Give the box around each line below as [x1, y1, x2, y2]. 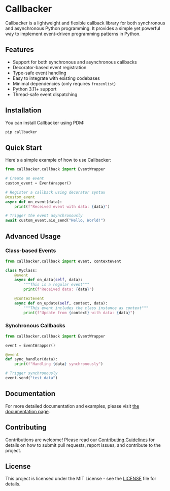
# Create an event [5, 176, 44, 181]
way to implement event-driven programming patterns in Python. [5, 30, 141, 37]
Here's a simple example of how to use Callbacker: [5, 157, 112, 163]
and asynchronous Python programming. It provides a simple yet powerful [5, 25, 161, 31]
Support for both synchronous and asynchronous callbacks [12, 59, 137, 65]
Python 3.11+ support [12, 86, 57, 92]
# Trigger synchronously [5, 371, 58, 376]
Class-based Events [5, 247, 56, 254]
